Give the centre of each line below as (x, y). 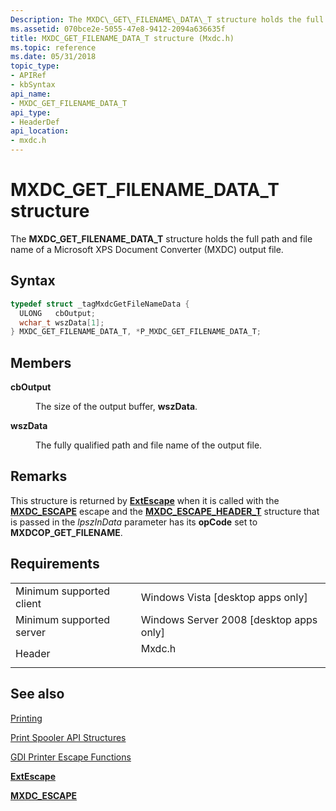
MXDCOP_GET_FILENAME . (66, 532)
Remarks (39, 476)
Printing (26, 718)
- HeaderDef (35, 122)
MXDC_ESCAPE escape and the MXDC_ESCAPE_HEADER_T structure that (165, 511)
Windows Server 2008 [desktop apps (229, 619)
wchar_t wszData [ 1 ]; (62, 322)
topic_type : (35, 66)
